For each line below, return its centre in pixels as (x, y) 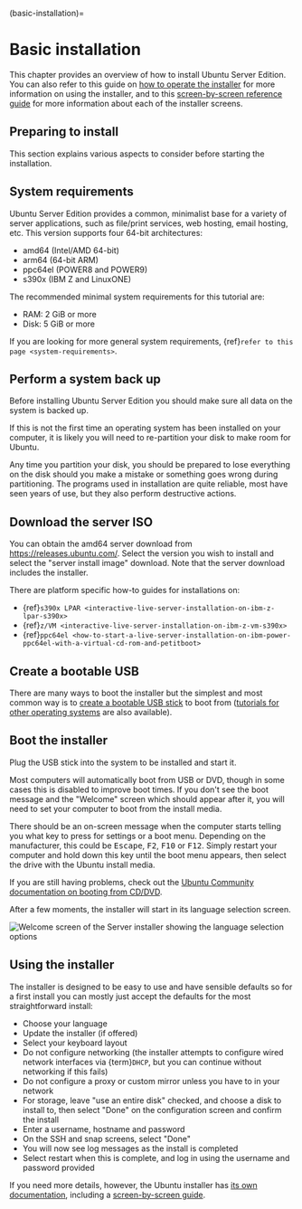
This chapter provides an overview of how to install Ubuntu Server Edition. (148, 74)
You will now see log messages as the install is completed (130, 1148)
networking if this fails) (65, 1072)
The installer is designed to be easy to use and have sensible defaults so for (151, 987)
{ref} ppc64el (46, 635)
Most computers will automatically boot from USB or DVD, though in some (147, 779)
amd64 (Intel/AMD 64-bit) (71, 250)
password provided (58, 1167)
